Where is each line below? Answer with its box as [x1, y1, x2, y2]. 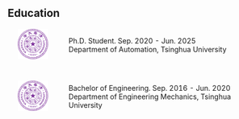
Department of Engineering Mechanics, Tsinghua [68, 92, 232, 101]
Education [7, 6, 61, 20]
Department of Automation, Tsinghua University [68, 44, 227, 54]
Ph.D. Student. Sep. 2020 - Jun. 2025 [68, 35, 196, 45]
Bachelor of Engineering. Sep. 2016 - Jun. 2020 [68, 84, 231, 92]
